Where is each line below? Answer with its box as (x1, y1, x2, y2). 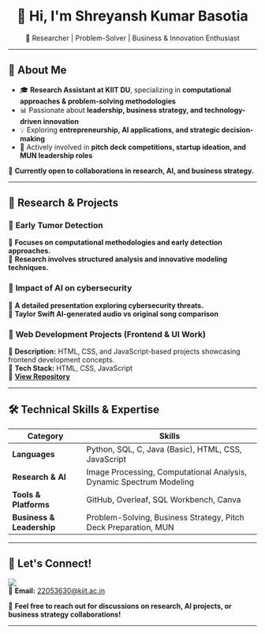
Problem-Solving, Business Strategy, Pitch (86, 512, 244, 523)
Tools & (12, 489, 41, 500)
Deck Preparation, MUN (86, 521, 175, 532)
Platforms (12, 499, 50, 510)
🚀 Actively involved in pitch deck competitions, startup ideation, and (19, 142, 247, 152)
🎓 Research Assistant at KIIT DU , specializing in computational (19, 84, 231, 94)
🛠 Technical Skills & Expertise (8, 403, 160, 417)
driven (19, 116, 42, 126)
